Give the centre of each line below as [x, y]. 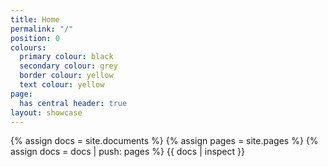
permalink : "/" [42, 29]
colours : [28, 47]
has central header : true [73, 103]
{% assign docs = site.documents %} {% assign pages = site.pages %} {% [164, 141]
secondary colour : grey [68, 66]
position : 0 [35, 38]
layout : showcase [46, 112]
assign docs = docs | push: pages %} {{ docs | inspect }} [127, 152]
